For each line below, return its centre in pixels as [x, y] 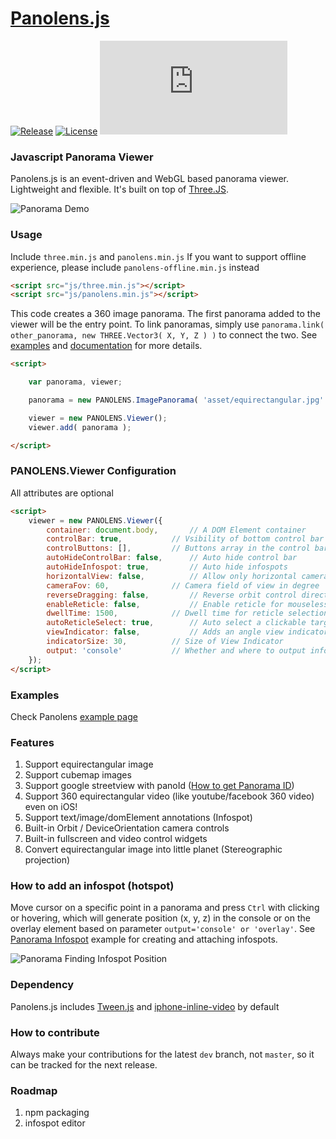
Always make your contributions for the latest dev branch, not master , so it [162, 1054]
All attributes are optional [62, 493]
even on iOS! [51, 807]
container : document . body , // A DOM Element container [176, 530]
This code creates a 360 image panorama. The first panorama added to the [165, 314]
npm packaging [57, 1113]
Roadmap [34, 1090]
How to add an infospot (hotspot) [92, 886]
